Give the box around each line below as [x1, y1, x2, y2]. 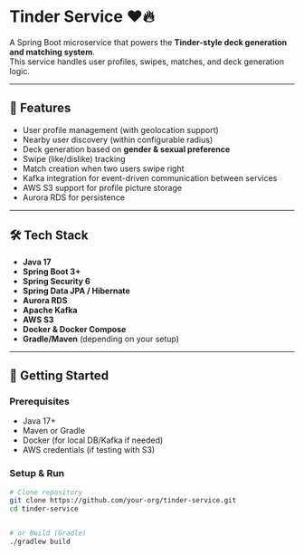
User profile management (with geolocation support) [22, 124, 219, 135]
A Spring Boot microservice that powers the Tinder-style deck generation [9, 36, 288, 47]
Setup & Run [9, 467, 65, 480]
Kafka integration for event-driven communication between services [22, 172, 278, 183]
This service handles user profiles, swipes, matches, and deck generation [9, 56, 285, 67]
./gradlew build [9, 537, 71, 547]
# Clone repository [9, 487, 83, 497]
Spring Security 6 [22, 275, 90, 286]
